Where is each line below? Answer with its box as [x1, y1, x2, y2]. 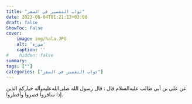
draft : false [6, 19, 38, 25]
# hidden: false [6, 52, 54, 58]
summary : [6, 58, 28, 63]
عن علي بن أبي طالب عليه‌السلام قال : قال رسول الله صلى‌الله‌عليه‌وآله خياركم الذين [6, 85, 187, 92]
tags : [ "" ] [6, 63, 33, 69]
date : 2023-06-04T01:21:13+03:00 [6, 14, 88, 20]
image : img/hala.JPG [16, 36, 67, 42]
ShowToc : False [6, 25, 43, 31]
